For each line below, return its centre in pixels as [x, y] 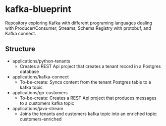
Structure [20, 49]
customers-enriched [41, 119]
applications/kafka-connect [41, 77]
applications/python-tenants [41, 61]
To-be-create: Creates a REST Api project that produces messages [88, 98]
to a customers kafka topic [47, 103]
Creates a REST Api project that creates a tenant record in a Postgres [90, 66]
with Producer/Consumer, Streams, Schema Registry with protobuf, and [78, 28]
